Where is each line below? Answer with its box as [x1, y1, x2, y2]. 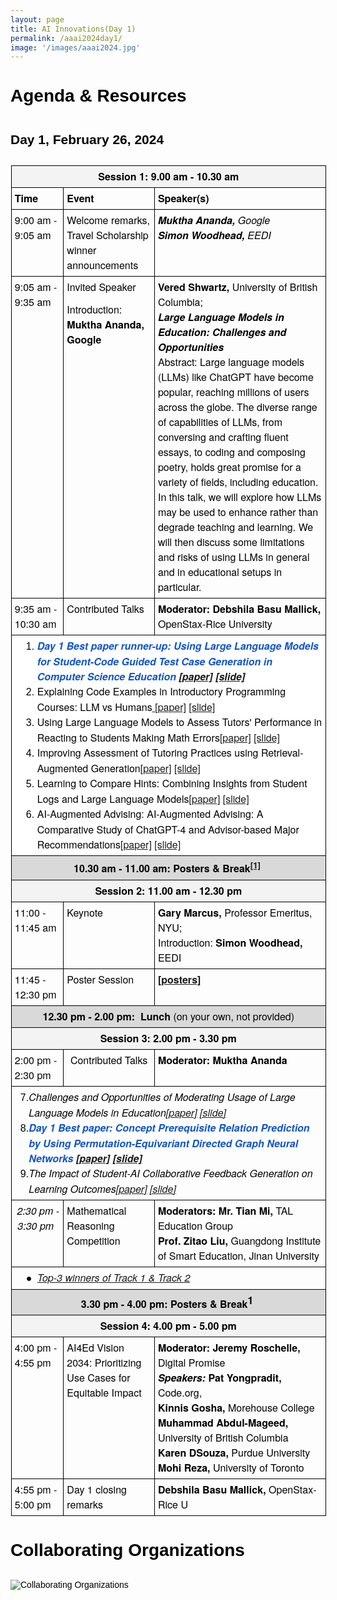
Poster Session [66, 971, 135, 987]
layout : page [10, 14, 65, 25]
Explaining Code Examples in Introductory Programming [36, 684, 287, 700]
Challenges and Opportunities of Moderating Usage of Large [28, 1089, 296, 1105]
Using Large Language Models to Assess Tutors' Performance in [36, 714, 323, 730]
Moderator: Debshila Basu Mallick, [157, 601, 322, 617]
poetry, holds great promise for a [157, 459, 302, 475]
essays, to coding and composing [157, 444, 306, 460]
